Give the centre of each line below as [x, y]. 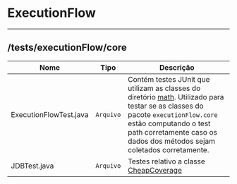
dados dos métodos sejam [172, 141]
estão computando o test [169, 123]
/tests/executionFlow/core [67, 48]
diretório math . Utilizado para [176, 97]
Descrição [177, 67]
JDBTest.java [32, 166]
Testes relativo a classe [167, 161]
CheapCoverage [155, 170]
